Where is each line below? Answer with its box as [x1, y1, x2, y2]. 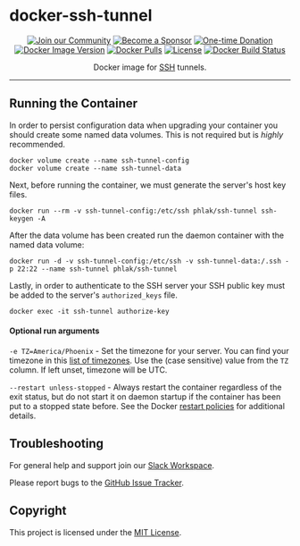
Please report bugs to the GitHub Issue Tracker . [9, 477, 185, 488]
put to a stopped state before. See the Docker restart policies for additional [9, 400, 286, 411]
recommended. [9, 139, 65, 149]
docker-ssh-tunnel [9, 5, 153, 26]
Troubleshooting [9, 436, 104, 451]
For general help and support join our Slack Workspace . [9, 459, 215, 470]
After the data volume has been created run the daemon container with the [9, 230, 284, 240]
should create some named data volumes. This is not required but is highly [9, 129, 284, 139]
